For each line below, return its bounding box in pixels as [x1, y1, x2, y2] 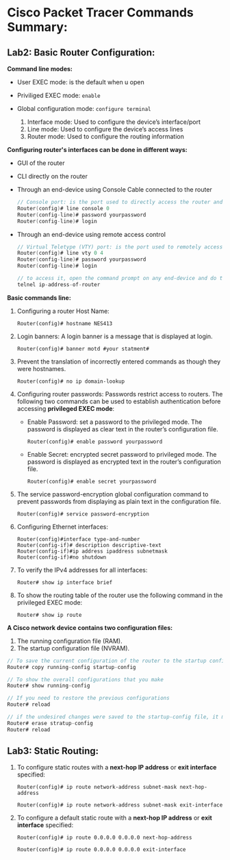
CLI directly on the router [16, 173, 88, 180]
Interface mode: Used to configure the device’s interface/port [27, 118, 201, 126]
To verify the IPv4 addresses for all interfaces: [16, 566, 148, 574]
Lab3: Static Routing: [7, 745, 99, 757]
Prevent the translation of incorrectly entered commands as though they [16, 357, 221, 366]
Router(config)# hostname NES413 [16, 320, 113, 327]
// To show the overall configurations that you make [7, 676, 164, 683]
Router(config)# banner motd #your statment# [16, 345, 149, 352]
